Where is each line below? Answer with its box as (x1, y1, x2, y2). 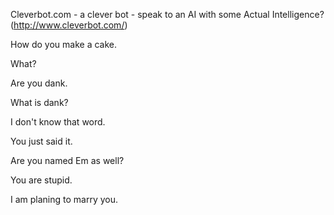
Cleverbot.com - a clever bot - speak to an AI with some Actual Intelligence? (10, 9, 325, 20)
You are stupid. (10, 174, 73, 186)
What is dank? (10, 97, 69, 108)
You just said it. (10, 135, 73, 147)
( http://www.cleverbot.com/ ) (10, 19, 128, 31)
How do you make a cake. (10, 39, 118, 50)
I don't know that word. (10, 116, 106, 128)
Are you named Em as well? (10, 155, 125, 166)
